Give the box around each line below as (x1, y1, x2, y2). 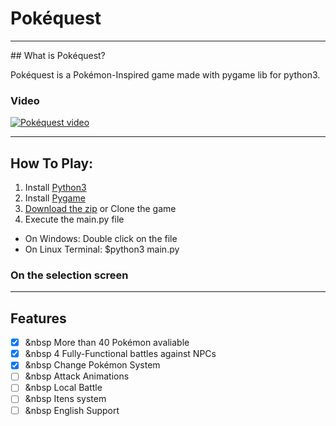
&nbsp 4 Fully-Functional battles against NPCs (24, 348, 217, 360)
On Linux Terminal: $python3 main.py (24, 243, 180, 256)
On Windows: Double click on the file (24, 233, 178, 245)
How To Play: (10, 155, 94, 172)
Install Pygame (24, 192, 86, 204)
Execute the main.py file (24, 213, 125, 226)
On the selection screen (10, 268, 129, 282)
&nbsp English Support (24, 404, 120, 416)
